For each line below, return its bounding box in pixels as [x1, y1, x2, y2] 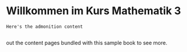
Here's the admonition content [6, 24, 83, 30]
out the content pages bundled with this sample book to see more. [6, 39, 168, 46]
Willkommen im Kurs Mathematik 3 [6, 4, 181, 18]
